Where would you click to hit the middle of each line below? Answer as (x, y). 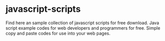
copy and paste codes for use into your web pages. (58, 33)
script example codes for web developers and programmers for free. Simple (83, 28)
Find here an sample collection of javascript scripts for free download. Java (82, 23)
